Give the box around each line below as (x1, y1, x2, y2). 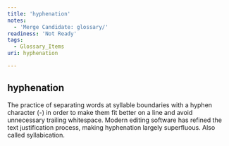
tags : (7, 37, 23, 44)
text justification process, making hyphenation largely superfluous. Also (7, 123, 216, 131)
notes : (7, 17, 27, 24)
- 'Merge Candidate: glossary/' (13, 23, 109, 30)
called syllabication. (7, 130, 66, 139)
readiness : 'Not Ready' (7, 30, 78, 37)
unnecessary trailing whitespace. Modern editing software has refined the (7, 116, 222, 124)
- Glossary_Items (13, 43, 65, 50)
